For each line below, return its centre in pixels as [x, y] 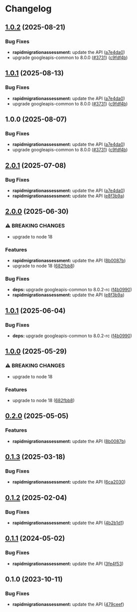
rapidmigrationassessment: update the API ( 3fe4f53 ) [68, 564]
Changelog [28, 9]
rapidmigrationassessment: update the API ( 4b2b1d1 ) [68, 523]
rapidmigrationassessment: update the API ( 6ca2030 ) [69, 482]
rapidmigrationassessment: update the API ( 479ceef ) [68, 605]
